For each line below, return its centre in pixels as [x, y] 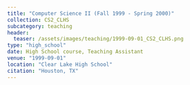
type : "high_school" [37, 45]
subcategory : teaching [40, 26]
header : [18, 33]
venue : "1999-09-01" [37, 58]
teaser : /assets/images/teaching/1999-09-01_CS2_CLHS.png [99, 39]
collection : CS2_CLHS [38, 20]
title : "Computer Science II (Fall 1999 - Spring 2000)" [91, 13]
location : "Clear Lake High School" [60, 64]
